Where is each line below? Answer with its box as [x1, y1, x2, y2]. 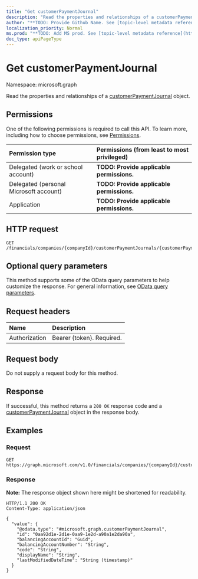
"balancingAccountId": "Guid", [16, 537, 94, 542]
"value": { [11, 521, 38, 527]
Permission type [9, 149, 57, 157]
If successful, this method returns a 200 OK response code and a [6, 402, 162, 409]
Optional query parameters [6, 261, 108, 271]
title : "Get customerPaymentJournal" [6, 8, 99, 15]
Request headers [6, 306, 71, 316]
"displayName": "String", [16, 552, 81, 558]
